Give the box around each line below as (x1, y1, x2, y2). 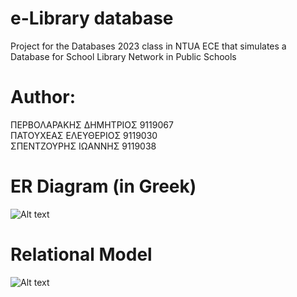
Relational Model (10, 243, 153, 266)
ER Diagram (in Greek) (10, 175, 197, 198)
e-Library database (10, 7, 174, 30)
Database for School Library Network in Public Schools (10, 50, 237, 62)
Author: (10, 86, 77, 109)
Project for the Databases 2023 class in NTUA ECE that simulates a (10, 40, 287, 52)
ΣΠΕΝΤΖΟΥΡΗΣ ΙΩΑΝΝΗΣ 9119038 (10, 140, 157, 152)
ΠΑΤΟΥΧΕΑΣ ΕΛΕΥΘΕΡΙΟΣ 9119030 (10, 129, 158, 141)
